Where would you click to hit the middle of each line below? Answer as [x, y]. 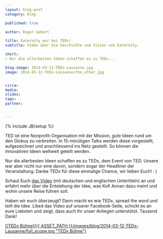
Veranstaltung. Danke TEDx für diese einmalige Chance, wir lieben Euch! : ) [81, 171]
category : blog [21, 14]
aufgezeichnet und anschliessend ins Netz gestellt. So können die [72, 146]
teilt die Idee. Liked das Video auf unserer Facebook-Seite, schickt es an [78, 206]
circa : [12, 85]
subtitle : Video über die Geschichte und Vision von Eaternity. [72, 45]
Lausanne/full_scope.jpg [30, 231]
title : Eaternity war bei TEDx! [38, 41]
